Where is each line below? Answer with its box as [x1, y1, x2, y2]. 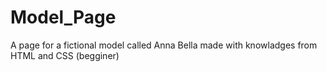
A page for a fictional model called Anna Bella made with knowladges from [10, 39, 318, 51]
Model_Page [10, 6, 117, 29]
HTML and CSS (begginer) [10, 49, 120, 61]
